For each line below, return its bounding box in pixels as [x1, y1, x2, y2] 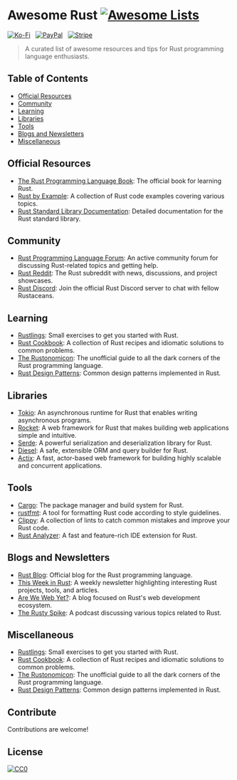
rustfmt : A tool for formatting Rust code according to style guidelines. [17, 508, 222, 517]
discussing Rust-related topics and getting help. [17, 261, 159, 270]
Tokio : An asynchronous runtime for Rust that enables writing [17, 409, 198, 416]
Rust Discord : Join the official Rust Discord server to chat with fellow [17, 284, 219, 292]
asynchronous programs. [17, 416, 92, 424]
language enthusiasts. [24, 52, 90, 60]
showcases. [17, 276, 53, 285]
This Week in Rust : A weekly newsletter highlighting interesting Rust [17, 578, 217, 586]
